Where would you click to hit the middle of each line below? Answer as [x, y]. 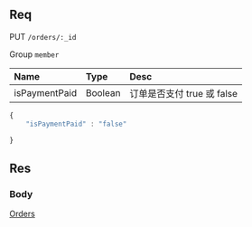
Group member [34, 54]
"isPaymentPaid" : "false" [76, 124]
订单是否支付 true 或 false [183, 93]
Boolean [103, 92]
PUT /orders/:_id [43, 36]
